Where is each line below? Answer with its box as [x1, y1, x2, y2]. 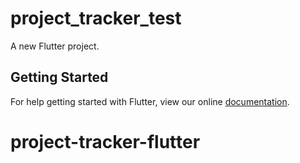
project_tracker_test [10, 7, 182, 30]
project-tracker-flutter [10, 130, 201, 153]
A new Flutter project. [10, 40, 100, 52]
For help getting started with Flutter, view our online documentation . [10, 95, 290, 107]
